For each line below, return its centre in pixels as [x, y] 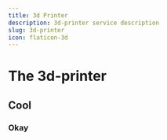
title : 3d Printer [38, 15]
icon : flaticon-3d [38, 37]
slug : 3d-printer [36, 30]
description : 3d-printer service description [83, 23]
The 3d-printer [58, 76]
